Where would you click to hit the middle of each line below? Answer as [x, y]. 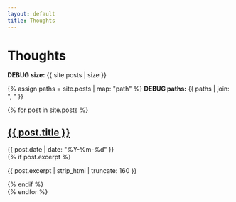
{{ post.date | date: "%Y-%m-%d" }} [61, 150]
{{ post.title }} [39, 132]
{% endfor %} [28, 192]
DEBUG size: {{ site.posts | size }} [57, 75]
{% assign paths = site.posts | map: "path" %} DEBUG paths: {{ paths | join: [118, 89]
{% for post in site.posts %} [48, 110]
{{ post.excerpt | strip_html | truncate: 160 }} [72, 171]
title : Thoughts [31, 21]
